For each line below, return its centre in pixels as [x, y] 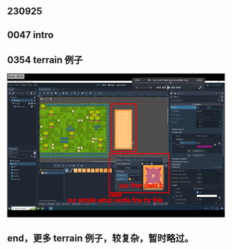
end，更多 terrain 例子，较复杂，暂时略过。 [100, 238]
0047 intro [30, 35]
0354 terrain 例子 [45, 60]
